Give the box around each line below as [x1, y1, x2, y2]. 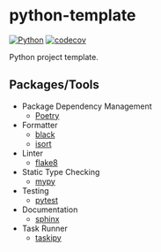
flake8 [34, 157, 59, 168]
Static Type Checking [21, 166, 100, 177]
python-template [9, 5, 136, 26]
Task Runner [21, 223, 68, 233]
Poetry [34, 110, 60, 120]
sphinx [34, 213, 60, 224]
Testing [21, 185, 50, 195]
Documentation [21, 204, 78, 215]
